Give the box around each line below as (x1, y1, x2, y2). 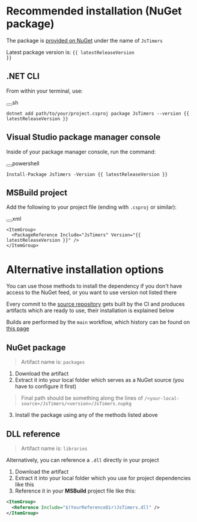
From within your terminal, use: (6, 87, 83, 94)
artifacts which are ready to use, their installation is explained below (6, 307, 174, 314)
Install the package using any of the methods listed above (14, 411, 158, 419)
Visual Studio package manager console (6, 132, 161, 143)
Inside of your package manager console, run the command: (6, 148, 156, 155)
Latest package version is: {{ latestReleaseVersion (6, 48, 135, 55)
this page (6, 325, 29, 332)
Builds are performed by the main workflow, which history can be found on (6, 319, 190, 326)
